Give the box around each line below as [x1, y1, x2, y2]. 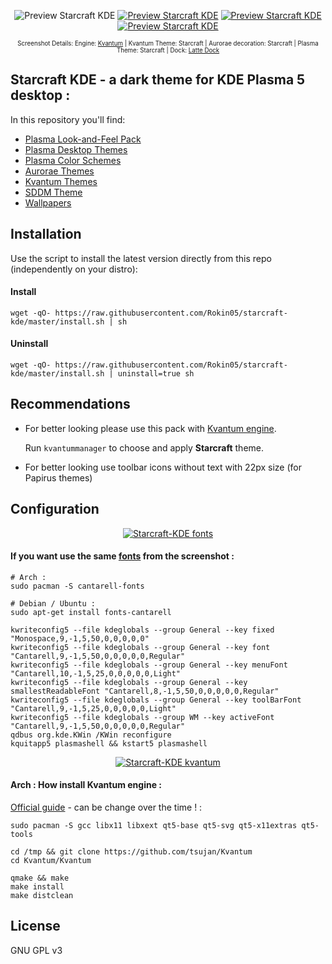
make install [10, 882, 65, 892]
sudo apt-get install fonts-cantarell [10, 607, 172, 617]
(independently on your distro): [10, 263, 138, 275]
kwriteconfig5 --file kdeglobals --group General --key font [10, 642, 271, 652]
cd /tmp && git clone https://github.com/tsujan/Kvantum [10, 847, 253, 857]
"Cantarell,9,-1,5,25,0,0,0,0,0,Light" [10, 703, 177, 714]
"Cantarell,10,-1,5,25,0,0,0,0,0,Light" [10, 668, 182, 679]
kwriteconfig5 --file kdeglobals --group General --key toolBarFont [10, 695, 302, 705]
